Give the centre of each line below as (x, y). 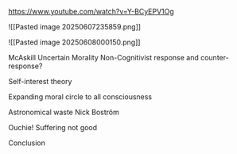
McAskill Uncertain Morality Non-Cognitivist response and (103, 58)
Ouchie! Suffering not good (53, 127)
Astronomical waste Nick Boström (64, 112)
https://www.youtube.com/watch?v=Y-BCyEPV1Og (91, 12)
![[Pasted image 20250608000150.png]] (74, 42)
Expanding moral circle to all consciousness (80, 97)
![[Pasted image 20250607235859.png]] (75, 27)
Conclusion (27, 143)
